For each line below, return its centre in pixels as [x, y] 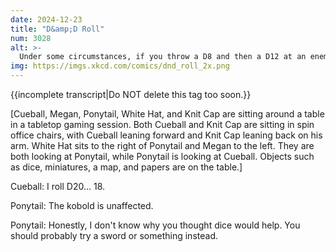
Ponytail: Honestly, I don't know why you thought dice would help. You [155, 225]
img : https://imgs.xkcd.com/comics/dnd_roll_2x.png [120, 66]
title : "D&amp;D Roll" [57, 29]
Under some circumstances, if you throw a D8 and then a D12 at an [163, 57]
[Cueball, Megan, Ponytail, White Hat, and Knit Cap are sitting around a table [167, 114]
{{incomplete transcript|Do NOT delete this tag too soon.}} [131, 94]
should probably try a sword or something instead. [114, 235]
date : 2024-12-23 [46, 19]
